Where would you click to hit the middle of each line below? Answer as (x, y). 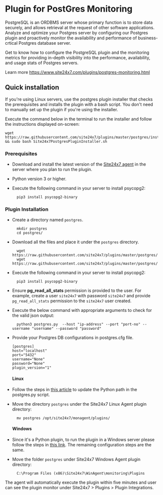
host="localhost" (30, 351)
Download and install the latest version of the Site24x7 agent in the (79, 164)
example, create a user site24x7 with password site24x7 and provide (81, 296)
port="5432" (24, 355)
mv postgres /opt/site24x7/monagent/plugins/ (63, 418)
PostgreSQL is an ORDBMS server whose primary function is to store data (79, 22)
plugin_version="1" (32, 368)
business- (148, 38)
